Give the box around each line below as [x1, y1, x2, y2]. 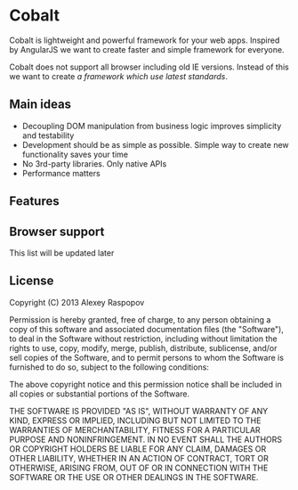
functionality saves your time [21, 149, 129, 159]
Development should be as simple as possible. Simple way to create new [21, 139, 289, 150]
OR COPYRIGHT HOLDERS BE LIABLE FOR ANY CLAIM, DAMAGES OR [9, 443, 267, 454]
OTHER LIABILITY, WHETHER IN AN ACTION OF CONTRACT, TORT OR [9, 453, 269, 463]
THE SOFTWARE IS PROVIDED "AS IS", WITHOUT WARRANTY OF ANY [9, 405, 269, 416]
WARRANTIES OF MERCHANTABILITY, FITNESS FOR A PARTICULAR [9, 424, 261, 435]
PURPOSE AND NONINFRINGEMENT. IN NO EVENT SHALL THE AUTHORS [9, 434, 283, 445]
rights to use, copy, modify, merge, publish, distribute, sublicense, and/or [9, 342, 278, 353]
